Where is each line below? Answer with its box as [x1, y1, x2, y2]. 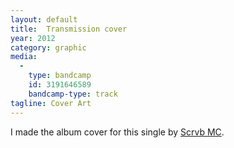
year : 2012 [10, 33, 56, 43]
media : [10, 52, 38, 62]
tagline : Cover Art [10, 98, 92, 108]
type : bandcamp [28, 71, 92, 81]
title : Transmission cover [10, 24, 128, 34]
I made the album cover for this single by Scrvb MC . [10, 126, 225, 138]
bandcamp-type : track [28, 89, 118, 99]
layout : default [10, 14, 78, 25]
